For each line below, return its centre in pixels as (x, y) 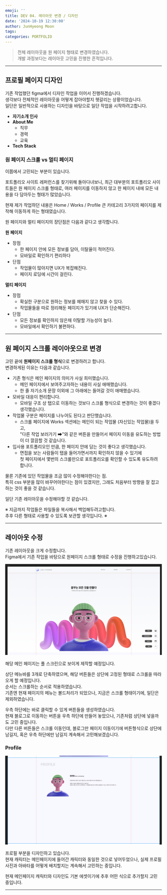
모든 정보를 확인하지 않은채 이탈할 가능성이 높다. (66, 320)
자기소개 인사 (25, 116)
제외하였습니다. (20, 699)
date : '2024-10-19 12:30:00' (35, 21)
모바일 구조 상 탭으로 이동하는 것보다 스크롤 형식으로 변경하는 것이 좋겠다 (90, 403)
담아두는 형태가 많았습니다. (45, 195)
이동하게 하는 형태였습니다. (40, 211)
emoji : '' (15, 10)
